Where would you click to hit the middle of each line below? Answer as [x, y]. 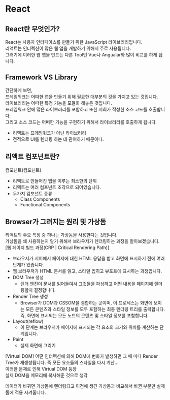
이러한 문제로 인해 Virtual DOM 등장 [41, 369]
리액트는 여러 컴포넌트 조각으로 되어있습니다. [57, 187]
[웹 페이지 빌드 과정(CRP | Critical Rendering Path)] [57, 248]
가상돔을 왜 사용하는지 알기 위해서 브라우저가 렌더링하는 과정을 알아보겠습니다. [82, 241]
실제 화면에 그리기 [38, 346]
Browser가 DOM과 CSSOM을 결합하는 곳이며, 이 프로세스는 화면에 [86, 303]
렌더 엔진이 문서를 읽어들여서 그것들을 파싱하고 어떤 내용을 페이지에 [87, 284]
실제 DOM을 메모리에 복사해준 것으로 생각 [46, 375]
